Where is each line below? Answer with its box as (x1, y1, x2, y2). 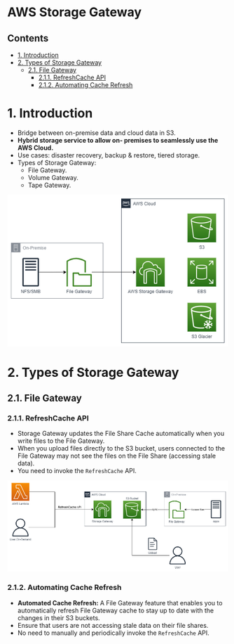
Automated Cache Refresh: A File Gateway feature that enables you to (17, 598, 223, 607)
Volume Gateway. (27, 173, 79, 181)
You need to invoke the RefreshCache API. (17, 467, 137, 475)
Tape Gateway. (27, 181, 71, 189)
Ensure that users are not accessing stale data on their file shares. (17, 621, 209, 629)
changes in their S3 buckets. (17, 613, 100, 622)
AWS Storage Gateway (7, 4, 142, 20)
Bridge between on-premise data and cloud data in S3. (17, 128, 177, 137)
